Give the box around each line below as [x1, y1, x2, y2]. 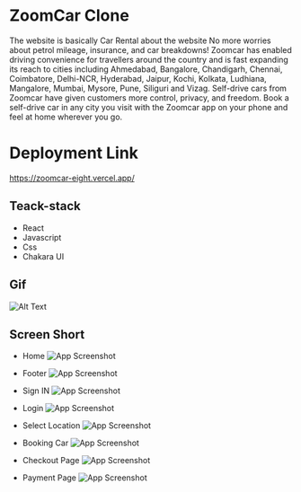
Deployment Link [9, 143, 139, 163]
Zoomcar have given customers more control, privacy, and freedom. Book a [9, 92, 289, 103]
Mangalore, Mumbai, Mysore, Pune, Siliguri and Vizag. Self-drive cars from [9, 83, 288, 93]
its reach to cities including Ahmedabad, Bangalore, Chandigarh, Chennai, [9, 64, 283, 75]
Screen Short [9, 327, 85, 342]
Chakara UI [22, 250, 65, 261]
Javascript [22, 232, 62, 242]
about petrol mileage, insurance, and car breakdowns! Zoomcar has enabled [9, 44, 292, 55]
